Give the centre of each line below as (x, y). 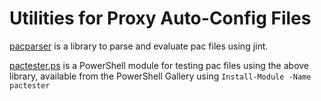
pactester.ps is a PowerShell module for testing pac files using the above (159, 65)
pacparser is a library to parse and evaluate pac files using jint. (139, 46)
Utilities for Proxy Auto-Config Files (160, 18)
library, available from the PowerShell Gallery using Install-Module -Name (160, 76)
